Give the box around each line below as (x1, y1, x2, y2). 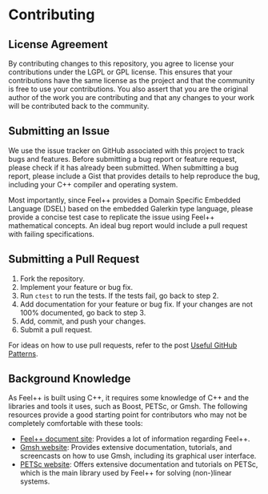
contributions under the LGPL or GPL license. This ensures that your (8, 67, 234, 77)
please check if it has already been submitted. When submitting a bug (8, 163, 239, 172)
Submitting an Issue (8, 124, 110, 138)
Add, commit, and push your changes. (19, 316, 146, 326)
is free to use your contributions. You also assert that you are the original (8, 84, 249, 94)
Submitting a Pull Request (8, 252, 140, 266)
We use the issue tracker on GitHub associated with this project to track (8, 146, 245, 155)
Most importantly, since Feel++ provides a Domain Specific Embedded (8, 195, 242, 205)
